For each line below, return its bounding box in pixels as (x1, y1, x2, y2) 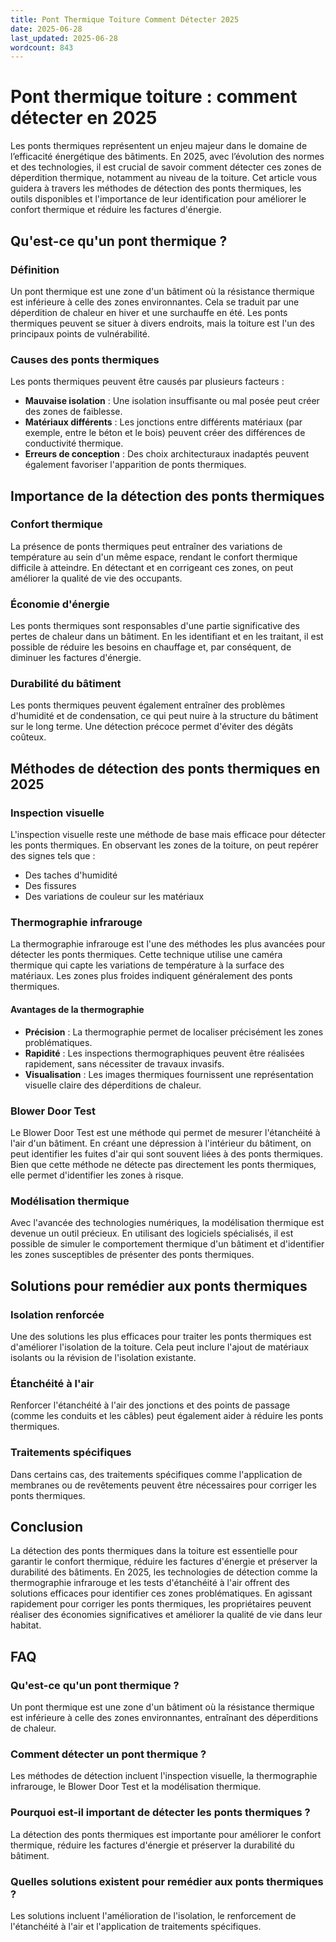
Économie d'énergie (10, 597, 110, 611)
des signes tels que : (10, 850, 96, 862)
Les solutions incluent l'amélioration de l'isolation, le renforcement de (10, 1909, 297, 1921)
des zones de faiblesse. (24, 406, 123, 418)
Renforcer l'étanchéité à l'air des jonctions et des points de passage (10, 1399, 291, 1411)
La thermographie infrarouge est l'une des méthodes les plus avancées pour (10, 938, 326, 950)
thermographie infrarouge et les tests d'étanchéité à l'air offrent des (10, 1577, 290, 1589)
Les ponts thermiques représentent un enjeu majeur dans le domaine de (10, 140, 308, 152)
